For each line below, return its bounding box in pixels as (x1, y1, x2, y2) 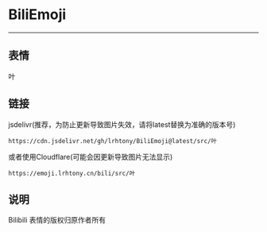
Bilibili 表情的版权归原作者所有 (8, 215, 106, 225)
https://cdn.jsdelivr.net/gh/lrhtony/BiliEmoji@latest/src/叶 (8, 137, 217, 145)
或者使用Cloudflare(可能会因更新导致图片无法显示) (8, 152, 173, 161)
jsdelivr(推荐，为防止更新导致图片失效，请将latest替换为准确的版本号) (8, 119, 236, 129)
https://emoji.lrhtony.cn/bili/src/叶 (8, 169, 136, 177)
